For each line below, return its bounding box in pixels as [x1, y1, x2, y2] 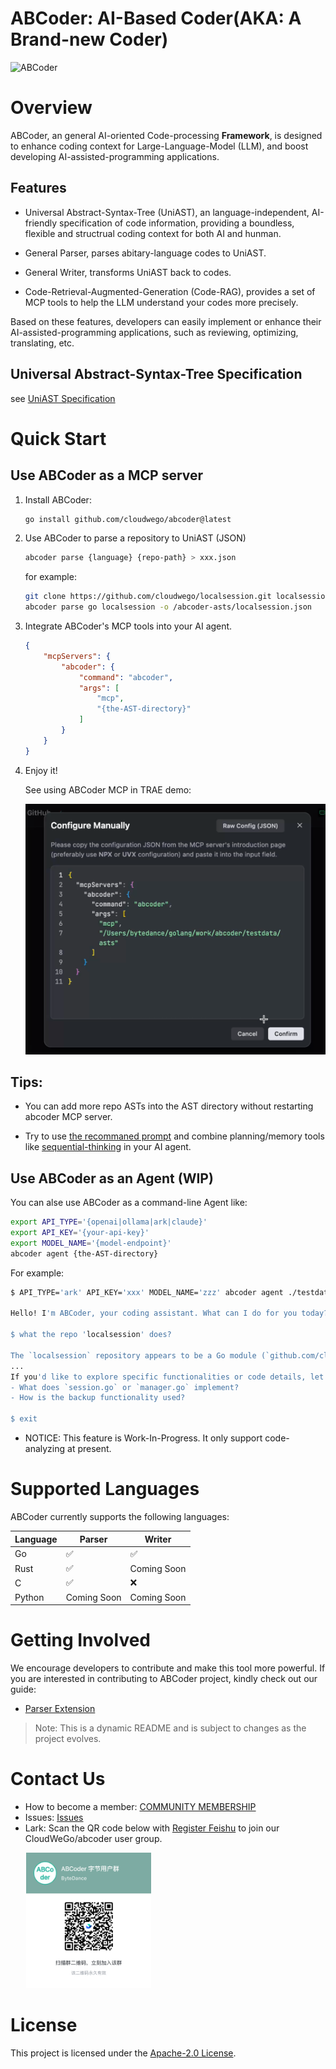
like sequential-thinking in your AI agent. [24, 1141, 192, 1153]
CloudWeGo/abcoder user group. [24, 1832, 163, 1844]
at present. [67, 1443, 112, 1455]
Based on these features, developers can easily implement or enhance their [10, 315, 322, 327]
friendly [24, 217, 58, 229]
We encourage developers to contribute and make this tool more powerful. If [10, 1662, 326, 1674]
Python [14, 1591, 45, 1603]
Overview [10, 97, 93, 119]
